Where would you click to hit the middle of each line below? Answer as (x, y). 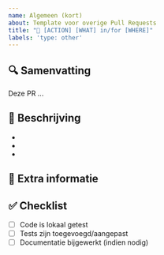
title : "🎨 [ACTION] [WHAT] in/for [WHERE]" (81, 30)
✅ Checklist (38, 206)
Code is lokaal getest (54, 225)
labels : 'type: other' (45, 37)
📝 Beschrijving (45, 118)
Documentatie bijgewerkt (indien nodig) (84, 242)
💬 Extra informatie (53, 179)
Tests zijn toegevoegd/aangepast (74, 234)
